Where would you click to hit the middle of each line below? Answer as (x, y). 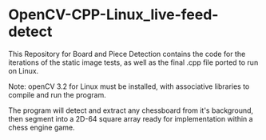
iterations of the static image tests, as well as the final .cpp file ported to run (133, 62)
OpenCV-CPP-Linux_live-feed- (113, 15)
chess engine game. (42, 127)
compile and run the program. (57, 94)
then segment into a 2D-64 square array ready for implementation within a (131, 118)
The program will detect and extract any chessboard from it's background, (131, 110)
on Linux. (24, 70)
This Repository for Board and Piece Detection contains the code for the (127, 54)
